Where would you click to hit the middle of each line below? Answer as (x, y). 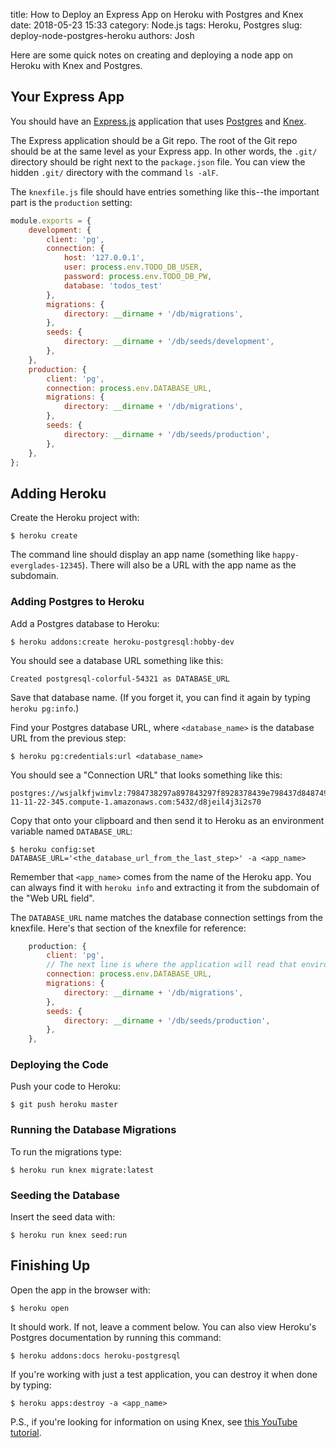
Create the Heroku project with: (75, 518)
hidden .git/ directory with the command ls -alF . (114, 172)
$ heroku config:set (53, 849)
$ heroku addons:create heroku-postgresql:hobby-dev (122, 642)
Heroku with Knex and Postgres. (76, 65)
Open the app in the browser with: (80, 1290)
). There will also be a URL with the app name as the (189, 565)
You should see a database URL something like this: (117, 660)
